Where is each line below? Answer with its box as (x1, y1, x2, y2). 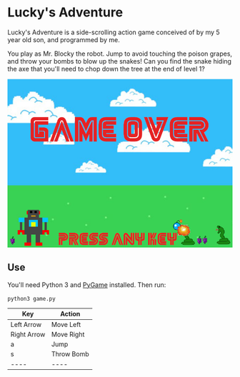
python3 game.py (7, 295, 56, 302)
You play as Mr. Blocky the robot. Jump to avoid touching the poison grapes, (7, 49, 233, 58)
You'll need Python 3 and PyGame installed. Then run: (7, 280, 166, 289)
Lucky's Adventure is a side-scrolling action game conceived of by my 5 (7, 28, 220, 36)
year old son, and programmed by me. (7, 35, 120, 44)
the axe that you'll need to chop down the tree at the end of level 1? (7, 64, 205, 73)
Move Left (51, 320, 81, 328)
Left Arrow (10, 320, 41, 328)
